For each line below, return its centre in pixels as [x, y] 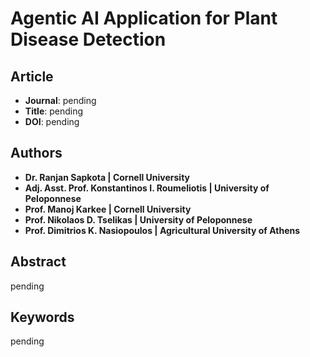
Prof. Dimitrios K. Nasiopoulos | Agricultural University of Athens [162, 230]
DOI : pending [52, 121]
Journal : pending [60, 100]
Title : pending [54, 111]
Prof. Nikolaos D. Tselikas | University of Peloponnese [138, 219]
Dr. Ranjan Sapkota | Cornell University [107, 177]
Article [32, 76]
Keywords [42, 317]
